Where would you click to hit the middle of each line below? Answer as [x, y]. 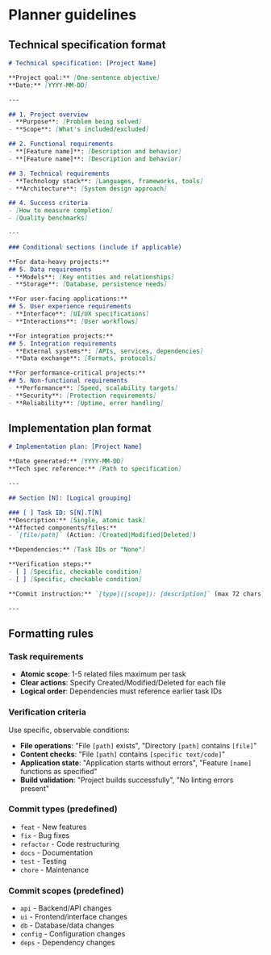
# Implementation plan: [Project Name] [75, 447]
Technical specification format [87, 45]
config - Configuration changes [73, 934]
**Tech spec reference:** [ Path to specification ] [95, 469]
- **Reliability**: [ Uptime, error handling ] [86, 403]
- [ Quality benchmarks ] [48, 218]
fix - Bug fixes [45, 835]
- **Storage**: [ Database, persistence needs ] [88, 284]
